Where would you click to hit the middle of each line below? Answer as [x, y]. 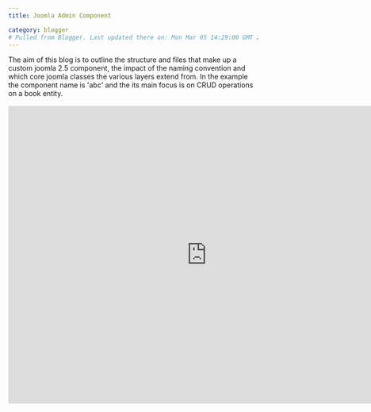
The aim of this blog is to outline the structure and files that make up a [122, 60]
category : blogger [38, 30]
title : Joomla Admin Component [60, 15]
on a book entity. [36, 94]
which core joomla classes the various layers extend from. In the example [128, 77]
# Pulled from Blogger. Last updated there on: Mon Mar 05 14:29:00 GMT [131, 37]
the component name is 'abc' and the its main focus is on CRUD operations [131, 85]
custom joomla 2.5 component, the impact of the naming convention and [127, 68]
